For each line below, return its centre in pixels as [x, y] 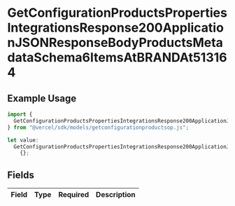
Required [74, 195]
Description [116, 195]
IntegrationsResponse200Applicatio [115, 28]
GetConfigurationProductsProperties [117, 13]
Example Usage [42, 98]
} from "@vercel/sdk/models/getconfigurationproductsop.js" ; [98, 128]
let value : [23, 140]
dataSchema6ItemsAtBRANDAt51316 [117, 58]
